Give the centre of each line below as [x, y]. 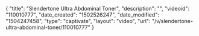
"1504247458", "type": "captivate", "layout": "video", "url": [78, 21]
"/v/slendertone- [172, 21]
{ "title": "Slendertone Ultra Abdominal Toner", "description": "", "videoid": [98, 9]
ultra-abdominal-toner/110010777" [48, 27]
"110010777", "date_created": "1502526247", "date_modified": [82, 15]
